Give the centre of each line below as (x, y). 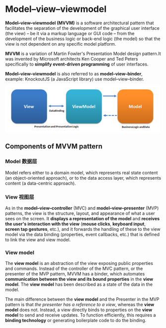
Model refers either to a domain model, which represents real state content (82, 173)
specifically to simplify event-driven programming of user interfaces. (77, 64)
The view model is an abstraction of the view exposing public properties (79, 263)
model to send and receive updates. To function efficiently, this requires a (81, 315)
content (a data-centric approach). (40, 183)
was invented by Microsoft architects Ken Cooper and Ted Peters (72, 59)
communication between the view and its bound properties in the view (79, 279)
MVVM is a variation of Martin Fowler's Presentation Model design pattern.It (83, 54)
